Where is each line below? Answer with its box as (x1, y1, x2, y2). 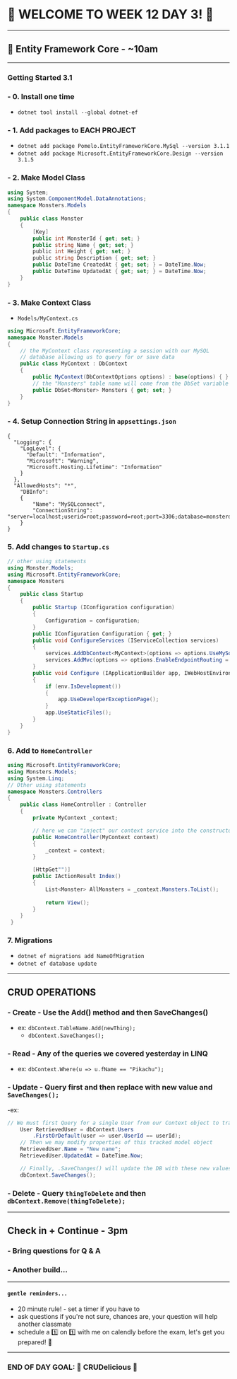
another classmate (17, 1320, 72, 1328)
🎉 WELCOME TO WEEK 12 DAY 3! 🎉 (7, 6, 214, 23)
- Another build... (7, 1265, 68, 1275)
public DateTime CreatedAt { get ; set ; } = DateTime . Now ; (32, 261, 207, 268)
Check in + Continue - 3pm (7, 1225, 128, 1237)
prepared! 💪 (17, 1337, 53, 1346)
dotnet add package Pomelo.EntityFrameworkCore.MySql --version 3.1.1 (17, 143, 230, 150)
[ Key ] (32, 228, 49, 236)
